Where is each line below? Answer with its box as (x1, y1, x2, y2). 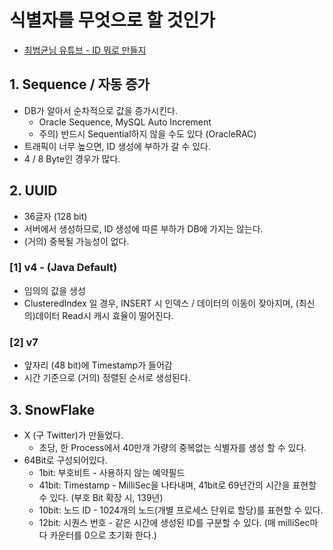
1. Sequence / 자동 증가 (9, 76, 150, 93)
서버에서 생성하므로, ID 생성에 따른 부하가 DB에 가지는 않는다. (23, 222, 264, 235)
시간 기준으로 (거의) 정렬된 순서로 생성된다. (23, 372, 191, 384)
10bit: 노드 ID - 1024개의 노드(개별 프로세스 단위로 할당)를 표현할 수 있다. (38, 504, 324, 516)
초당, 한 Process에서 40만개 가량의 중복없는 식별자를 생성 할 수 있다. (38, 441, 307, 453)
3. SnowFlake (9, 401, 96, 418)
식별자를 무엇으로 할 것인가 (9, 9, 216, 32)
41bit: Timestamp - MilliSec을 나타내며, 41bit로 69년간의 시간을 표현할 (38, 479, 317, 491)
